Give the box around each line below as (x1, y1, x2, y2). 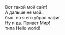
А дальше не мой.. (5, 9, 44, 15)
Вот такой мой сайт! (5, 4, 48, 10)
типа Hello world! (5, 25, 40, 31)
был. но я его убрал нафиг (5, 15, 61, 20)
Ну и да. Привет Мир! (5, 20, 51, 26)
